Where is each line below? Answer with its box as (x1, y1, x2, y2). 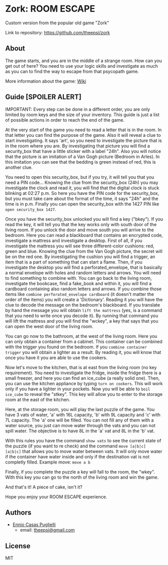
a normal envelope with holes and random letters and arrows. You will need (5, 270, 161, 276)
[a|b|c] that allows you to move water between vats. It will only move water (5, 448, 162, 454)
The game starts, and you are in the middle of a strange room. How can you (5, 58, 162, 64)
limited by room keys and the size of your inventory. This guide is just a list (5, 112, 159, 118)
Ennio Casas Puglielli (12, 522, 56, 528)
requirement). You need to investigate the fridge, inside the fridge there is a (5, 370, 161, 376)
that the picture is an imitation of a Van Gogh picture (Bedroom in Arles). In (5, 153, 160, 160)
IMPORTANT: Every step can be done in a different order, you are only (5, 106, 150, 112)
